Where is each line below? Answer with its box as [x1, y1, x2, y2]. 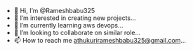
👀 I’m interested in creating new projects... [13, 14, 136, 22]
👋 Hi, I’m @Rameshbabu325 [13, 7, 95, 14]
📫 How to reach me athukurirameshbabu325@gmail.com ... [13, 37, 187, 44]
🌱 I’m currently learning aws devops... [13, 21, 124, 29]
